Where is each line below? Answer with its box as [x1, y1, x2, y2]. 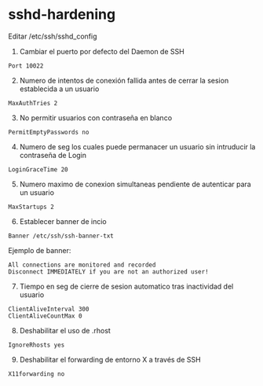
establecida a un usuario [19, 84, 100, 94]
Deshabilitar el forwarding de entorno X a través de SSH [19, 355, 202, 364]
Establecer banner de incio [19, 216, 108, 226]
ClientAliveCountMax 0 [8, 312, 82, 320]
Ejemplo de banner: [8, 245, 71, 255]
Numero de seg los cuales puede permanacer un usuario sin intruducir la [19, 142, 256, 151]
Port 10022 [8, 61, 44, 70]
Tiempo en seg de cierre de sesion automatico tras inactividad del [19, 281, 234, 291]
